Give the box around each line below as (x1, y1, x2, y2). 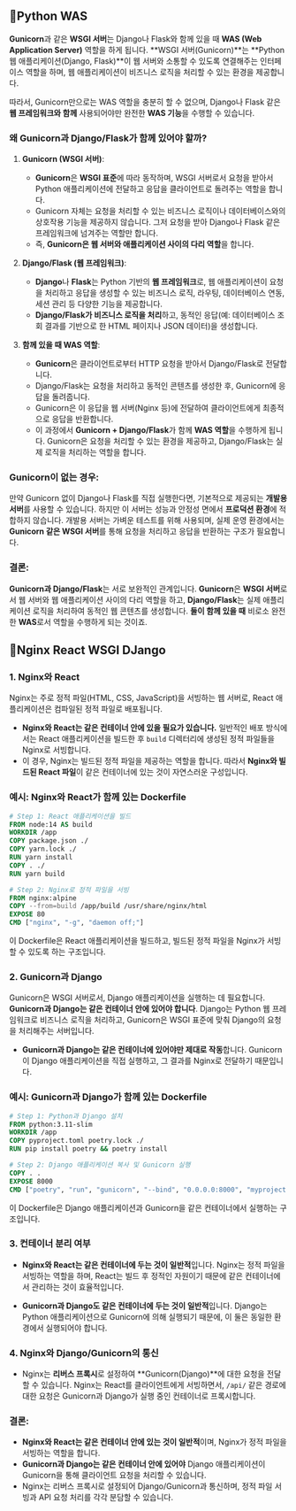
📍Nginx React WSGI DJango (9, 643, 166, 658)
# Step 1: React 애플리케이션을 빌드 (9, 812, 132, 821)
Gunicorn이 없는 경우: (9, 471, 100, 483)
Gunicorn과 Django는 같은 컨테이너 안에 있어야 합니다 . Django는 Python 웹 (9, 1004, 270, 1014)
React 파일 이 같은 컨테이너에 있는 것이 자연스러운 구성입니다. (38, 767, 248, 777)
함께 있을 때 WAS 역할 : (21, 340, 101, 351)
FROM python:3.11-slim (9, 1120, 93, 1129)
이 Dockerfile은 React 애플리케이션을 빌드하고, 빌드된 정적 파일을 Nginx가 (9, 936, 265, 946)
